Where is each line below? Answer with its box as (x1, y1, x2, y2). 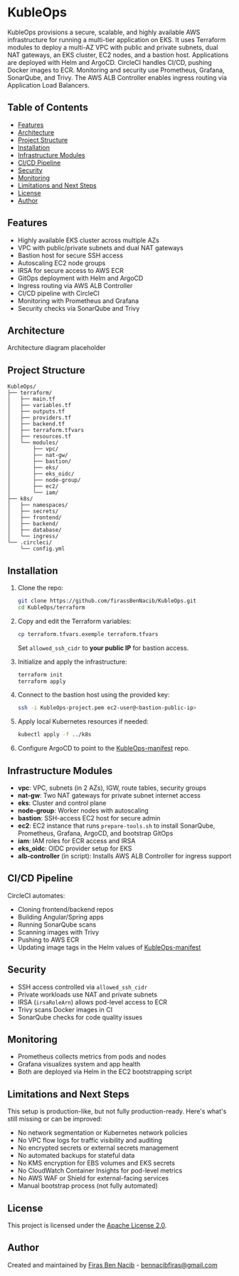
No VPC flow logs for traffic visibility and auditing (17, 1136, 162, 1145)
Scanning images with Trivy (17, 927, 100, 936)
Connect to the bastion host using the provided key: (17, 691, 170, 699)
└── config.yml (20, 545, 65, 552)
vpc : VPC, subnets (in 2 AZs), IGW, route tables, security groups (17, 783, 207, 792)
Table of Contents (7, 101, 89, 114)
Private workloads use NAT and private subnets (17, 990, 158, 999)
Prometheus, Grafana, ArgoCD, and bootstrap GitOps (17, 828, 174, 838)
